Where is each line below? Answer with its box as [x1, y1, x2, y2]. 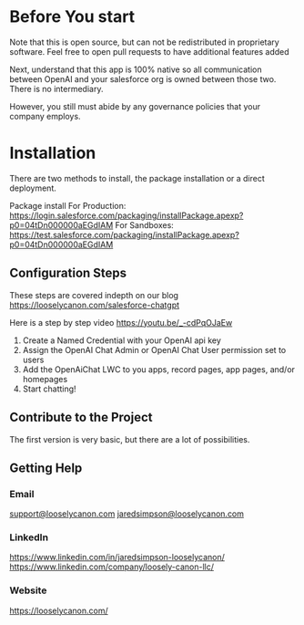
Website [9, 584, 47, 597]
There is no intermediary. [9, 83, 104, 94]
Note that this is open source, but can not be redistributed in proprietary [9, 36, 279, 47]
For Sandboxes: [115, 219, 175, 230]
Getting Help [9, 460, 83, 475]
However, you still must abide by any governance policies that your [9, 100, 261, 111]
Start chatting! [22, 383, 76, 394]
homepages [22, 373, 68, 384]
